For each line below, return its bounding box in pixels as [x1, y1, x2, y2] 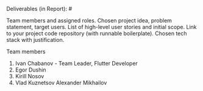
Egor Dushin [15, 66, 47, 73]
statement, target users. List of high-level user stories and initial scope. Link [6, 24, 197, 30]
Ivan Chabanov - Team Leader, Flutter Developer [15, 60, 138, 67]
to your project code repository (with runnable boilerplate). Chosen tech [6, 30, 187, 37]
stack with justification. [6, 36, 65, 43]
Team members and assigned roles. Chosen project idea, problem [6, 17, 173, 24]
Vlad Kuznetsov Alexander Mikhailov [15, 79, 107, 86]
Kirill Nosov [15, 73, 45, 79]
